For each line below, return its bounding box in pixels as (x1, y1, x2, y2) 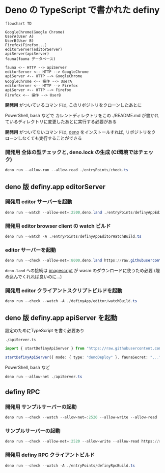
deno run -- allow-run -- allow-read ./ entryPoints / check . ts (5, 168, 129, 173)
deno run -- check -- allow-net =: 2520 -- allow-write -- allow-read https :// (5, 439, 160, 444)
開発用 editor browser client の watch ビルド (5, 222, 111, 229)
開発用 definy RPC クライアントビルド (5, 451, 95, 458)
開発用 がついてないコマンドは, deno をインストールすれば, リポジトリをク (5, 129, 156, 135)
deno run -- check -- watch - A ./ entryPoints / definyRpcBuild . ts (5, 463, 135, 468)
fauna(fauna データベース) (5, 56, 55, 62)
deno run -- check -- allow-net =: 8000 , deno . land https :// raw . (5, 258, 131, 263)
